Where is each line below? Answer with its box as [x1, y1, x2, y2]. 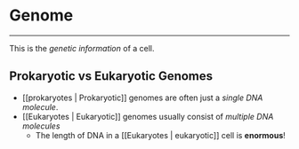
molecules [21, 121, 61, 131]
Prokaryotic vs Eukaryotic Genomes [9, 68, 214, 84]
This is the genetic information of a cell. [9, 43, 155, 53]
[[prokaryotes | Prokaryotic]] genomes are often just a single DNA [21, 92, 263, 103]
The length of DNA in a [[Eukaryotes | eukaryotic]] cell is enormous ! [35, 129, 287, 140]
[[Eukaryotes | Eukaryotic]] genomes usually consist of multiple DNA [21, 111, 274, 122]
